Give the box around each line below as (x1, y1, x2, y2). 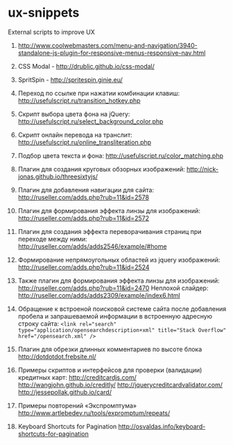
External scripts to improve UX (8, 28, 96, 36)
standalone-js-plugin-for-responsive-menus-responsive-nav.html (17, 49, 206, 57)
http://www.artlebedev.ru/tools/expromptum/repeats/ (17, 408, 171, 417)
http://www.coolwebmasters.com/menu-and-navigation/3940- (17, 41, 198, 49)
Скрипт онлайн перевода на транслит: (17, 131, 132, 139)
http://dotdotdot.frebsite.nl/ (17, 352, 96, 360)
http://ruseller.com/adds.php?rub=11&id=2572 (17, 214, 150, 222)
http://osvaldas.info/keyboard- (118, 422, 206, 430)
